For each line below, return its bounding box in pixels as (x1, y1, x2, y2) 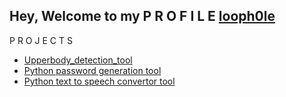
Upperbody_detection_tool (23, 54, 133, 66)
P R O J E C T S (9, 34, 73, 46)
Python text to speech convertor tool (23, 75, 176, 87)
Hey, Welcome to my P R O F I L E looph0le (9, 8, 276, 25)
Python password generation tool (23, 64, 162, 76)
